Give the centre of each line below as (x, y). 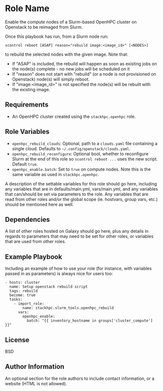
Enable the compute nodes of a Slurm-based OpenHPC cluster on (71, 22)
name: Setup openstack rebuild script (49, 287)
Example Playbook (33, 257)
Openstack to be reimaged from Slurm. (44, 27)
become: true (23, 295)
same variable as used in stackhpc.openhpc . (56, 174)
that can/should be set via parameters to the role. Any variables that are (77, 194)
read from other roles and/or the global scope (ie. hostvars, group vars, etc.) (81, 199)
